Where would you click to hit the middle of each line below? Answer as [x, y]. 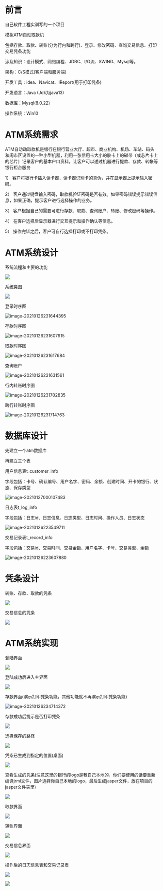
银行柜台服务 [18, 167]
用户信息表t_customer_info [32, 471]
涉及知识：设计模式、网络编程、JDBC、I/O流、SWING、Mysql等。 [72, 61]
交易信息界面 [18, 845]
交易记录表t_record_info [29, 537]
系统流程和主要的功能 [26, 267]
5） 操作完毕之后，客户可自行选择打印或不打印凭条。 [58, 231]
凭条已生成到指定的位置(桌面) [34, 755]
